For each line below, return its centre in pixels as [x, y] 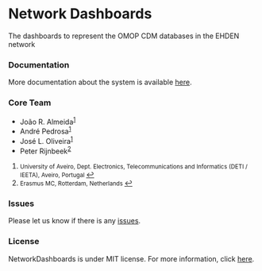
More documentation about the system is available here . [100, 82]
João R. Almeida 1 [48, 121]
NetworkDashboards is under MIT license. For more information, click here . [131, 258]
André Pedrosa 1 [45, 130]
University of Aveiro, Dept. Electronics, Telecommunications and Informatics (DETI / [134, 167]
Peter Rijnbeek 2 [45, 150]
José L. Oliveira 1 [46, 140]
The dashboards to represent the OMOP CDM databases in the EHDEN [124, 36]
